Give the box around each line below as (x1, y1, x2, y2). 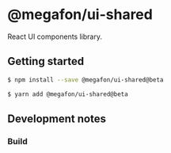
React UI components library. (7, 32, 102, 41)
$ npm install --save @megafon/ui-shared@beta (7, 75, 164, 84)
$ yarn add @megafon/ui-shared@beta (7, 90, 128, 98)
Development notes (7, 112, 106, 125)
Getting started (7, 55, 85, 68)
